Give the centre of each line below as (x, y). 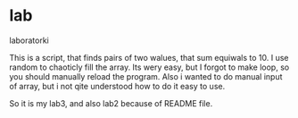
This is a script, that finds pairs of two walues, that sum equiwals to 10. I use (149, 57)
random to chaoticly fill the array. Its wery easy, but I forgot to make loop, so (149, 67)
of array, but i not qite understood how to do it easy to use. (117, 86)
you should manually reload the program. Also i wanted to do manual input (146, 76)
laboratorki (29, 40)
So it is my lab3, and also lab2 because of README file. (111, 103)
